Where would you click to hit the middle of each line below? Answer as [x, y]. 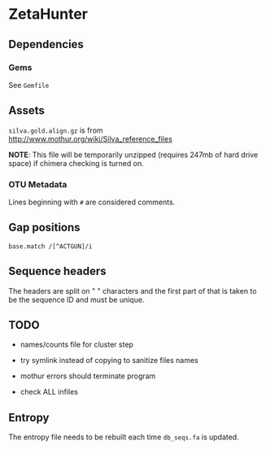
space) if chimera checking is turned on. [76, 163]
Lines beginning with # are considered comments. [92, 202]
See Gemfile [29, 85]
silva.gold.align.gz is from [56, 130]
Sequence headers [58, 271]
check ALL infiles [49, 392]
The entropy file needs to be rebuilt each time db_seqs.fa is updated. [124, 437]
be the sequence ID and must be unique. [76, 299]
